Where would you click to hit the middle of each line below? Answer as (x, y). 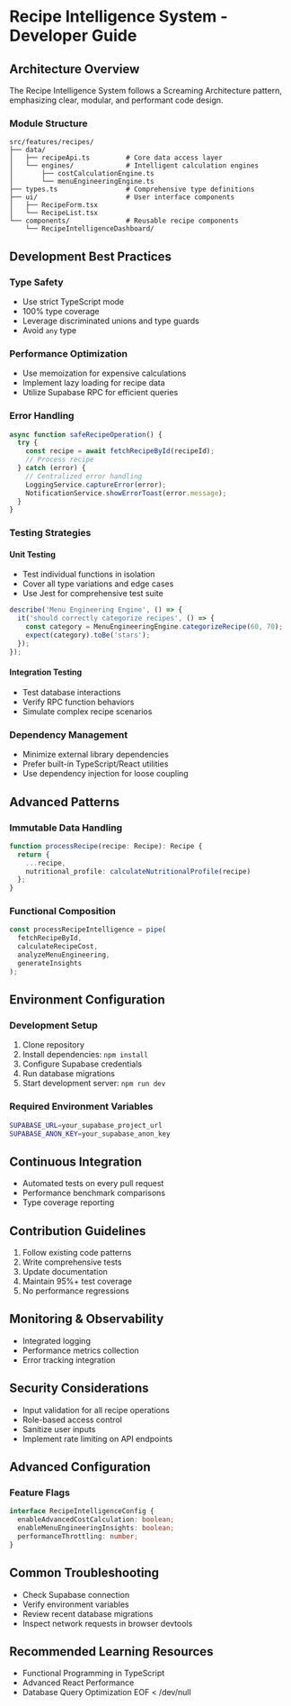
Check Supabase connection (76, 1594)
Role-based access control (72, 1420)
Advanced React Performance (78, 1683)
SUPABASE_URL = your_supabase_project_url (86, 1125)
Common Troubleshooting (84, 1573)
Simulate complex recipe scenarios (87, 711)
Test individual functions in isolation (88, 575)
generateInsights (50, 963)
